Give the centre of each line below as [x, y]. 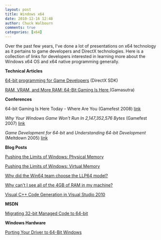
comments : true [20, 28]
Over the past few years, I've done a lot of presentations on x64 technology [80, 46]
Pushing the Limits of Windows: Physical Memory [55, 157]
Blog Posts [16, 147]
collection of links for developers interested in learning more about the [75, 56]
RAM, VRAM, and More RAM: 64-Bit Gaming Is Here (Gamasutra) [70, 90]
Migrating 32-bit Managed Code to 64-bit [47, 213]
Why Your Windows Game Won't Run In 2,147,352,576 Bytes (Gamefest [76, 118]
